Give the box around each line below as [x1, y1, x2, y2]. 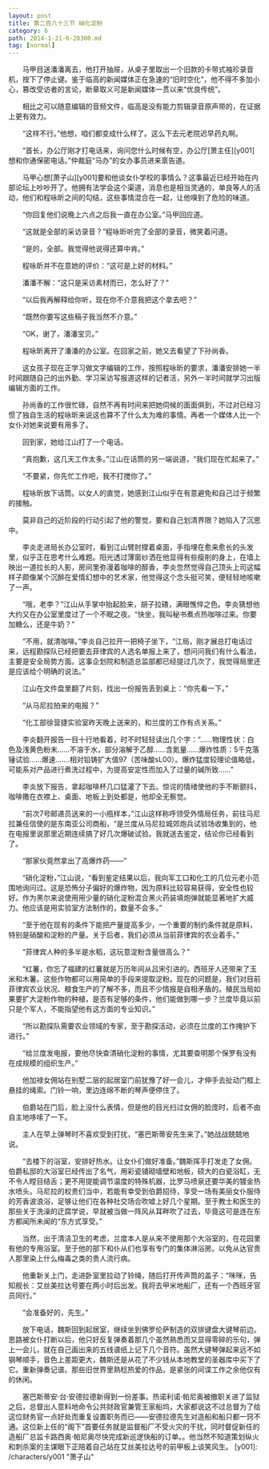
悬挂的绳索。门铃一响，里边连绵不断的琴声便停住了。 [8, 1085, 184, 1095]
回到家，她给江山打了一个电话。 [22, 438, 128, 447]
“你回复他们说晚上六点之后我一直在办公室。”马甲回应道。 [22, 210, 208, 220]
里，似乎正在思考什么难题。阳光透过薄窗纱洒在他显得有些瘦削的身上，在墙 [8, 552, 254, 562]
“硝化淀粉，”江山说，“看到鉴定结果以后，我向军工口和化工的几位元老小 [22, 873, 253, 882]
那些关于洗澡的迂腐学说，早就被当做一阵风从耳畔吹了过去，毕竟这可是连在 [8, 1207, 254, 1217]
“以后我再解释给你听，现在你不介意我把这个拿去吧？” [22, 295, 198, 305]
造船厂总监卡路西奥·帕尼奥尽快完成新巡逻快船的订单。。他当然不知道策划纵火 [8, 1432, 260, 1442]
